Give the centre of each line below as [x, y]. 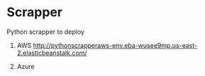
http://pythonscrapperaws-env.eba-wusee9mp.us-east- [115, 45]
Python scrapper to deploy [45, 32]
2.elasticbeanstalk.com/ [52, 53]
